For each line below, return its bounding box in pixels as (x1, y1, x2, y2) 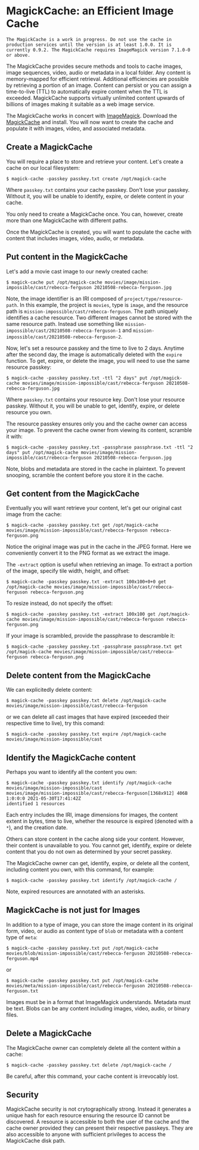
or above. (6, 52, 31, 58)
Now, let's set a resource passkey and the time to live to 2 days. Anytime (6, 344, 185, 352)
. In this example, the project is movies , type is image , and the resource (17, 301, 189, 308)
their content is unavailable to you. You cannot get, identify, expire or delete (6, 842, 192, 848)
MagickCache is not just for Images (6, 905, 141, 915)
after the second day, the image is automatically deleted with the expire (6, 350, 183, 358)
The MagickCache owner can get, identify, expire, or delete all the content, (6, 860, 190, 866)
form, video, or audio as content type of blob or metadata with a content (6, 927, 184, 934)
